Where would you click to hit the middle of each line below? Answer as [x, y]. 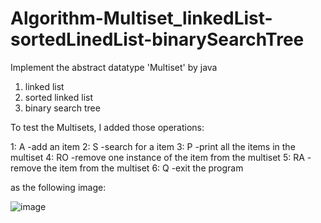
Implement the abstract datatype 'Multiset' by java [114, 67]
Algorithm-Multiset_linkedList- [141, 18]
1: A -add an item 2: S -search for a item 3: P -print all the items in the [153, 146]
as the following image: [58, 187]
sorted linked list [59, 97]
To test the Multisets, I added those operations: [107, 127]
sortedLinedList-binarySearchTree [157, 39]
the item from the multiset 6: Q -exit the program [143, 168]
